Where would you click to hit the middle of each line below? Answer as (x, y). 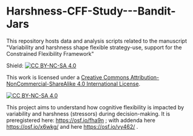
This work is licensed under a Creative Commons (68, 77)
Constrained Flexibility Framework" (50, 53)
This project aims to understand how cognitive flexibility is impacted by (95, 107)
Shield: (15, 66)
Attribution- (145, 77)
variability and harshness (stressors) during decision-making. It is (88, 114)
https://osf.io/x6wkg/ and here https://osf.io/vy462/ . (72, 126)
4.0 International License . (109, 84)
